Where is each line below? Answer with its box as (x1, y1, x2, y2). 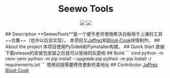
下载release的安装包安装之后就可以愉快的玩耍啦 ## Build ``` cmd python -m (5, 50, 164, 56)
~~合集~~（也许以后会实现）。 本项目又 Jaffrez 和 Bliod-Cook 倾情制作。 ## (5, 37, 160, 43)
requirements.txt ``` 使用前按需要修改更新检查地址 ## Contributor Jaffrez (5, 61, 158, 67)
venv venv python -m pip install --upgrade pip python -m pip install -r (5, 55, 152, 61)
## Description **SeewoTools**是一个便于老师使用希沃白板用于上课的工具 (5, 31, 163, 37)
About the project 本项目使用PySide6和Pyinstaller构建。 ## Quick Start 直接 (5, 44, 165, 50)
